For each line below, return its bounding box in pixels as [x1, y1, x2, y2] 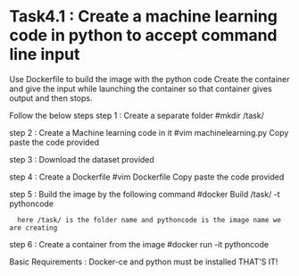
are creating [9, 223, 58, 232]
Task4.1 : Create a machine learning [9, 6, 278, 27]
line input [9, 45, 80, 64]
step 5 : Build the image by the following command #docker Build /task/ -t [9, 188, 280, 199]
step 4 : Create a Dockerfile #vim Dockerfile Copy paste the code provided [9, 171, 285, 182]
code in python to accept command [9, 25, 278, 46]
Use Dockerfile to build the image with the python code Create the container [9, 73, 290, 84]
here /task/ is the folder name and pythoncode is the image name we [17, 215, 281, 224]
